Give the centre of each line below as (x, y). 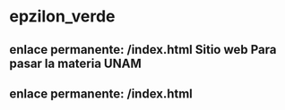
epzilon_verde (62, 17)
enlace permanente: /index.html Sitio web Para (143, 50)
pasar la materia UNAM (75, 63)
